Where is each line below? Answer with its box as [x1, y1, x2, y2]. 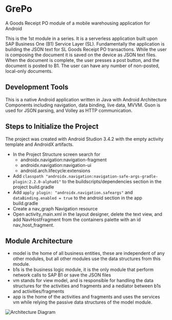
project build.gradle [12, 184, 54, 190]
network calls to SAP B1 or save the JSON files [12, 272, 111, 278]
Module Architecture [5, 237, 73, 245]
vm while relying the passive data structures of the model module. [12, 299, 153, 305]
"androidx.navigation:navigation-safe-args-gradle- [46, 174, 158, 179]
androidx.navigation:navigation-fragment [20, 157, 107, 163]
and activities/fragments [12, 288, 64, 294]
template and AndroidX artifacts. [5, 141, 74, 147]
